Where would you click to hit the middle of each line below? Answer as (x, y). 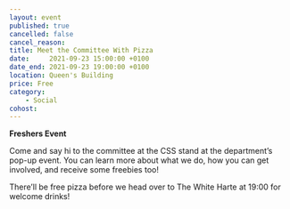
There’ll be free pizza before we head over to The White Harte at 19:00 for (145, 187)
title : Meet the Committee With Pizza (81, 51)
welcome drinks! (40, 197)
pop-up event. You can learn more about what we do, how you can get (139, 160)
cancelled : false (41, 34)
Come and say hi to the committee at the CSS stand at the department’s (141, 151)
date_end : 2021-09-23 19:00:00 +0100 (79, 68)
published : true (39, 26)
